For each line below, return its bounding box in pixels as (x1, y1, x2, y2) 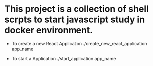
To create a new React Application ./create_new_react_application (11, 40, 147, 46)
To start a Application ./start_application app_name (11, 55, 116, 61)
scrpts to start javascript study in (4, 14, 145, 25)
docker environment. (4, 25, 93, 35)
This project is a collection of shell (4, 3, 149, 15)
